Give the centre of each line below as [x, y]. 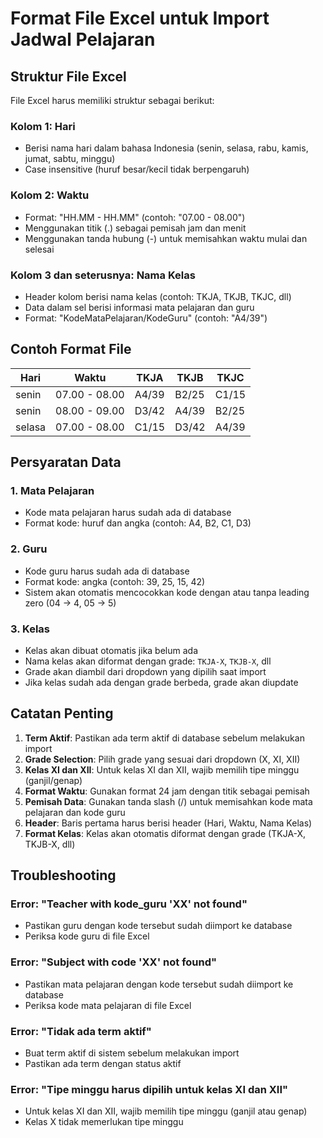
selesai [39, 249]
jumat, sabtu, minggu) [70, 159]
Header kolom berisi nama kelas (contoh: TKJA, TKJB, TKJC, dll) [158, 296]
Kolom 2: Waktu [50, 195]
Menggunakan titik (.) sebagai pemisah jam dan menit [135, 228]
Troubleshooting [63, 875]
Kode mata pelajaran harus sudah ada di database [128, 513]
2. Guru [29, 549]
